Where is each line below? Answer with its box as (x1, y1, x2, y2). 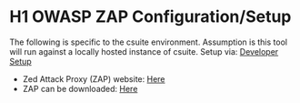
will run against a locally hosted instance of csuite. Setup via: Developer (9, 46, 279, 57)
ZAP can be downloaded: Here (22, 83, 138, 94)
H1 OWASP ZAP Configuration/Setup (9, 6, 292, 27)
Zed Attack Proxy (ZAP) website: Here (22, 73, 165, 84)
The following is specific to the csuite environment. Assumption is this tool (9, 36, 288, 47)
